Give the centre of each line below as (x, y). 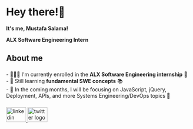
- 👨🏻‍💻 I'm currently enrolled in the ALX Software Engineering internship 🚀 (97, 75)
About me (24, 58)
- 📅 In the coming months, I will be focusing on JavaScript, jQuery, (86, 90)
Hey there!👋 (36, 12)
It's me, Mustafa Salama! (37, 28)
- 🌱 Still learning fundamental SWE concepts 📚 (64, 81)
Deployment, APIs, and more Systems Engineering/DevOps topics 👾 (88, 96)
